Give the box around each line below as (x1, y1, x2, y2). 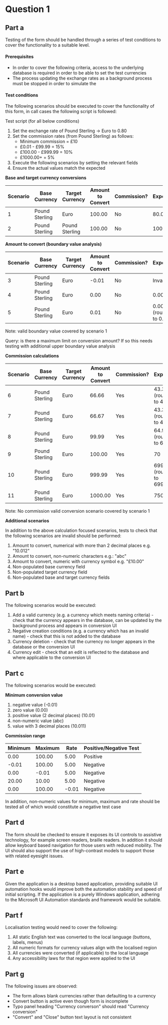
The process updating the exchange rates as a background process (12, 75, 152, 81)
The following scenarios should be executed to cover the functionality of (5, 103, 155, 109)
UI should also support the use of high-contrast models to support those (5, 847, 154, 853)
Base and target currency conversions (5, 175, 86, 181)
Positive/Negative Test (83, 745, 139, 752)
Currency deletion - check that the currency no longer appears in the (12, 638, 155, 644)
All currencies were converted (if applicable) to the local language (12, 950, 148, 956)
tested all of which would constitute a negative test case (5, 804, 121, 810)
